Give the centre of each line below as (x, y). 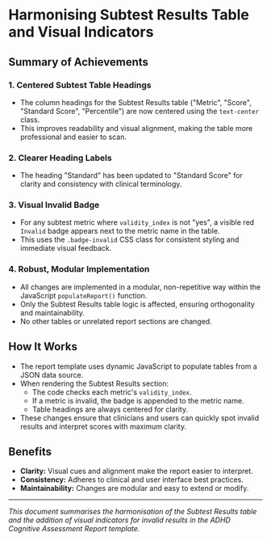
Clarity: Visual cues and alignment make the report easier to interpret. (137, 471)
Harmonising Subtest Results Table (129, 15)
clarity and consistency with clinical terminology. (101, 184)
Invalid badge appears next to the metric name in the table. (120, 231)
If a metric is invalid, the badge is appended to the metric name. (138, 400)
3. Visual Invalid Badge (54, 205)
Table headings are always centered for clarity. (110, 409)
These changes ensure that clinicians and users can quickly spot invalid (140, 417)
